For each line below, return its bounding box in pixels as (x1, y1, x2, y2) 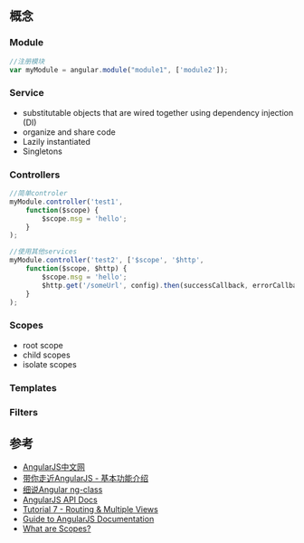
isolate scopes (22, 358, 77, 369)
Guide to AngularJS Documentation (22, 514, 155, 525)
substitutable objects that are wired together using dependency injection (22, 107, 294, 118)
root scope (22, 339, 63, 350)
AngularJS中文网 (22, 462, 86, 472)
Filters (9, 405, 39, 418)
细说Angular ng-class (22, 484, 103, 495)
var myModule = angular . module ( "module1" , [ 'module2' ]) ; (9, 65, 229, 74)
